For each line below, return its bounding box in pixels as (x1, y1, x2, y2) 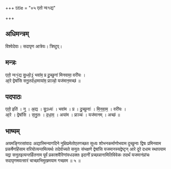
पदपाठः (5, 93, 22, 101)
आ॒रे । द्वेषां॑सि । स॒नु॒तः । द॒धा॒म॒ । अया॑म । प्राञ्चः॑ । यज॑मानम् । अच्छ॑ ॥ (5, 112, 120, 118)
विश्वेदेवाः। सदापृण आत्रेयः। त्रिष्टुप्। (5, 43, 62, 49)
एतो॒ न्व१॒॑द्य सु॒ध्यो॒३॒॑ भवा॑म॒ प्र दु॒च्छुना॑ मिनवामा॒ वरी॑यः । (5, 72, 86, 78)
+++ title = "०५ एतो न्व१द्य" (5, 5, 56, 11)
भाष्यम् (5, 127, 20, 135)
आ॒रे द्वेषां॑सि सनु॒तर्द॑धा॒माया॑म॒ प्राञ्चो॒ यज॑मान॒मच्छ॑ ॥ (5, 77, 81, 83)
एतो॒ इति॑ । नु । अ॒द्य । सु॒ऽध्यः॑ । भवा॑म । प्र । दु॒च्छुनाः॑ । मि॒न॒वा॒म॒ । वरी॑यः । (5, 106, 127, 112)
